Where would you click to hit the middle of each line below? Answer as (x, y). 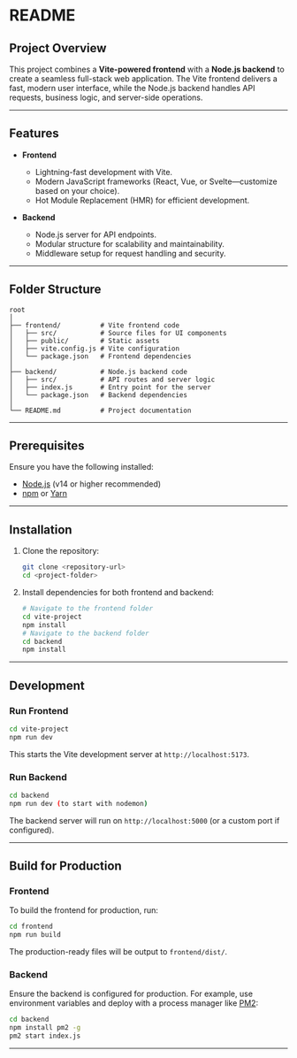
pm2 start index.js (45, 1036)
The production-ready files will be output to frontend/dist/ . (118, 952)
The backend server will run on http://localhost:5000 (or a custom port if (145, 820)
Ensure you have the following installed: (82, 467)
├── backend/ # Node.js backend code (99, 372)
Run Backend (38, 777)
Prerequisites (47, 446)
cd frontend (31, 927)
